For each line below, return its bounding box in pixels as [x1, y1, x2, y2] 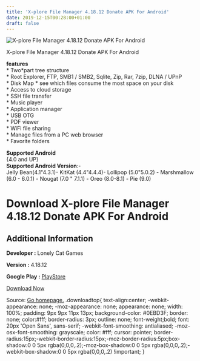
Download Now [6, 285, 45, 292]
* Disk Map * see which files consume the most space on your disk [6, 79, 174, 87]
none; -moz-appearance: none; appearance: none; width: [39, 303, 183, 310]
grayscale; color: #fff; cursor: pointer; [59, 329, 153, 336]
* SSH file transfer [6, 92, 52, 100]
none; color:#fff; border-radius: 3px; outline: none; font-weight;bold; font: [6, 316, 190, 323]
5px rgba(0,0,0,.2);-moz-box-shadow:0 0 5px [37, 342, 151, 349]
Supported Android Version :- [6, 162, 81, 170]
